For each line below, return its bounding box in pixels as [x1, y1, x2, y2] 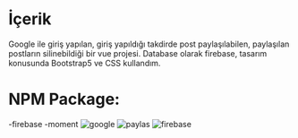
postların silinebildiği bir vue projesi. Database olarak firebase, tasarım [8, 47, 268, 58]
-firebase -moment [8, 118, 79, 129]
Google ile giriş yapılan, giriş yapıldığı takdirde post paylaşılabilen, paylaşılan [8, 39, 290, 49]
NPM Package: [8, 90, 120, 109]
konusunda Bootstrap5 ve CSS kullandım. [8, 57, 161, 68]
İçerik [8, 9, 52, 30]
